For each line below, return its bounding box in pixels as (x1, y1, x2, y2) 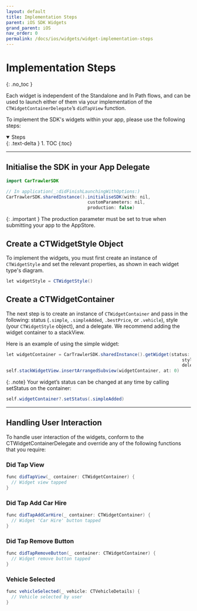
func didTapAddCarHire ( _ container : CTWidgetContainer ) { (6, 512, 151, 518)
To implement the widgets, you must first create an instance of (6, 254, 157, 261)
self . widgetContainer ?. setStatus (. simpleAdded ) (6, 396, 125, 402)
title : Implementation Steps (6, 14, 77, 20)
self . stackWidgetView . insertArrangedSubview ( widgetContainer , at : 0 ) (6, 368, 180, 374)
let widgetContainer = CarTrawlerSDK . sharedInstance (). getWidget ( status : (6, 351, 191, 357)
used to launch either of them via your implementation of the (6, 98, 152, 105)
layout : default (6, 8, 46, 15)
